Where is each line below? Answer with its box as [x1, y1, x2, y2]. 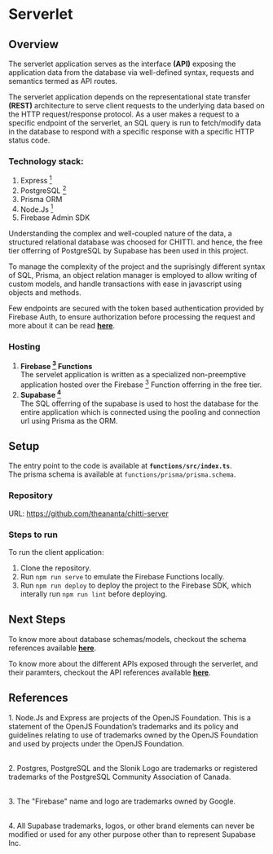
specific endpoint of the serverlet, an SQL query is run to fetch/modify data [8, 118, 262, 127]
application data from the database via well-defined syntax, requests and [8, 68, 254, 77]
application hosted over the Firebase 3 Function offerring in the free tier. [20, 378, 262, 390]
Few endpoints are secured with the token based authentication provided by [8, 303, 265, 314]
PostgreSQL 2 [20, 184, 67, 196]
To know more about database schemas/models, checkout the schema [8, 634, 247, 644]
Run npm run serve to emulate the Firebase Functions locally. [20, 571, 225, 581]
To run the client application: [8, 547, 104, 557]
